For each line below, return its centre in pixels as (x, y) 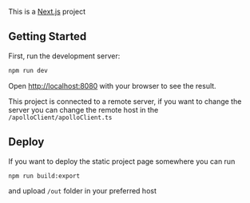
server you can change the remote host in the (83, 109)
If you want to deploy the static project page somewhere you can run (122, 161)
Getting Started (48, 36)
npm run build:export (44, 176)
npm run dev (28, 70)
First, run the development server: (64, 56)
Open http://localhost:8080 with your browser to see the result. (113, 86)
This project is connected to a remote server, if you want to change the (125, 101)
